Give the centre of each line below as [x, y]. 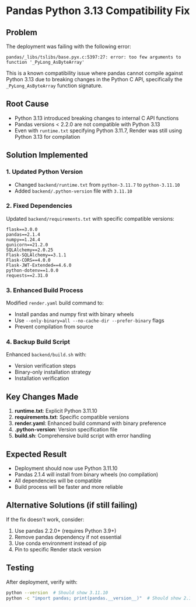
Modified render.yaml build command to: [55, 303]
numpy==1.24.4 [23, 239]
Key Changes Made [42, 397]
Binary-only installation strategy [53, 372]
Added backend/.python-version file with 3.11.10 [73, 191]
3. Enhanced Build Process [45, 290]
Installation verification [42, 378]
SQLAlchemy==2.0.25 [30, 250]
